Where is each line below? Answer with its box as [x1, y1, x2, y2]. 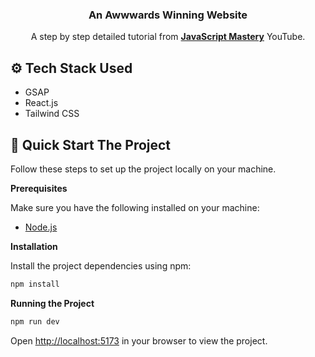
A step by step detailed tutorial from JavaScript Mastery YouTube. [30, 31, 306, 43]
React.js [24, 97, 59, 109]
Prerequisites [10, 182, 68, 194]
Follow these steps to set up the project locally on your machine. [10, 163, 277, 175]
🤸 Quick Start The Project [10, 136, 172, 153]
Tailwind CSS [24, 108, 80, 120]
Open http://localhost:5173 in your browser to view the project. [10, 334, 268, 347]
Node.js [24, 221, 58, 233]
